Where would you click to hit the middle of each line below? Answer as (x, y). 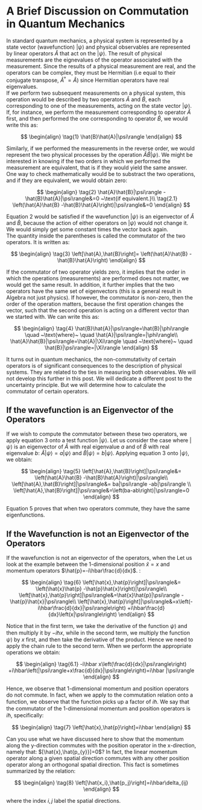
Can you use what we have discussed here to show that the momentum (95, 739)
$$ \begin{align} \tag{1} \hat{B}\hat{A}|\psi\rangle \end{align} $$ (101, 136)
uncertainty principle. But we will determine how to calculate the (86, 385)
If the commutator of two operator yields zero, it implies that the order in (96, 272)
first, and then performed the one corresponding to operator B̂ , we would (97, 118)
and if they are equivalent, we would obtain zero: (67, 180)
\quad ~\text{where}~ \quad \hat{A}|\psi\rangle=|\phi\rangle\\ (101, 334)
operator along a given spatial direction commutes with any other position (98, 758)
